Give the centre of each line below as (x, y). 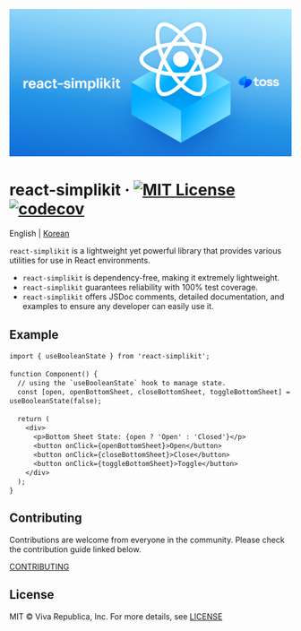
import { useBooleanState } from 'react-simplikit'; (110, 357)
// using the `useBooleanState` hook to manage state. (122, 384)
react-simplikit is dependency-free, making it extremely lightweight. (151, 278)
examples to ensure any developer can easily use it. (118, 307)
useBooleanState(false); (56, 402)
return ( (34, 419)
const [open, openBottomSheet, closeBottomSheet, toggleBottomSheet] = (154, 393)
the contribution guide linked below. (75, 549)
